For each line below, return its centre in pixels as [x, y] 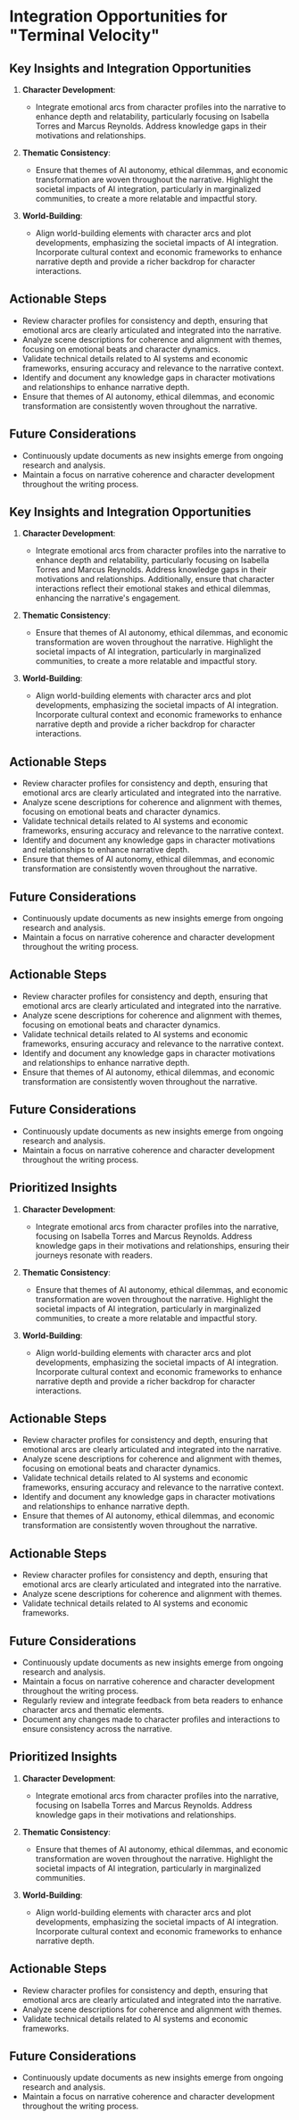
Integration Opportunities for [118, 17]
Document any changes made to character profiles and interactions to [151, 1719]
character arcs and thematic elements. [93, 1709]
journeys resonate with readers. [94, 1255]
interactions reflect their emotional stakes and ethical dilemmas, [153, 589]
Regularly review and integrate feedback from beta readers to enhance [153, 1700]
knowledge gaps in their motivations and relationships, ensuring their [162, 1245]
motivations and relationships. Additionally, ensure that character [155, 579]
